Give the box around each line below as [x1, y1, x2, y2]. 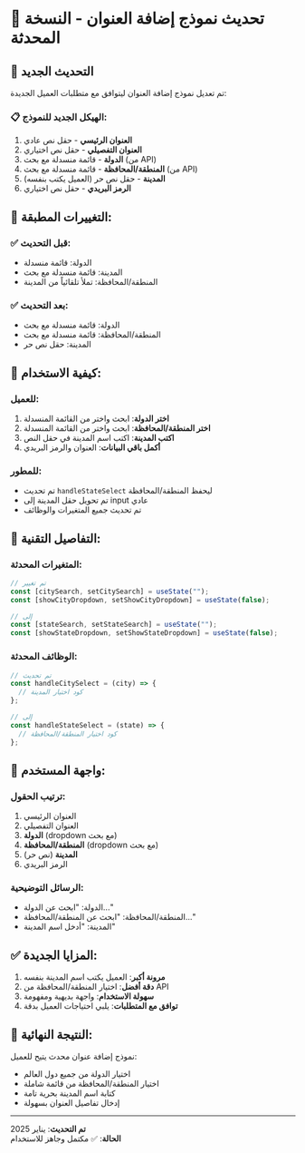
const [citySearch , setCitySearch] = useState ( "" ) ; [10, 587, 209, 596]
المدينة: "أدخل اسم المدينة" [23, 921, 116, 933]
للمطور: [10, 464, 43, 477]
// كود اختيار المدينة [18, 688, 83, 697]
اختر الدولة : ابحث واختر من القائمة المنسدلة [23, 413, 170, 424]
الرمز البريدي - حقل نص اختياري [23, 183, 132, 194]
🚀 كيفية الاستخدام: [10, 365, 102, 380]
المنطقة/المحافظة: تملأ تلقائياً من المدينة [23, 276, 158, 287]
